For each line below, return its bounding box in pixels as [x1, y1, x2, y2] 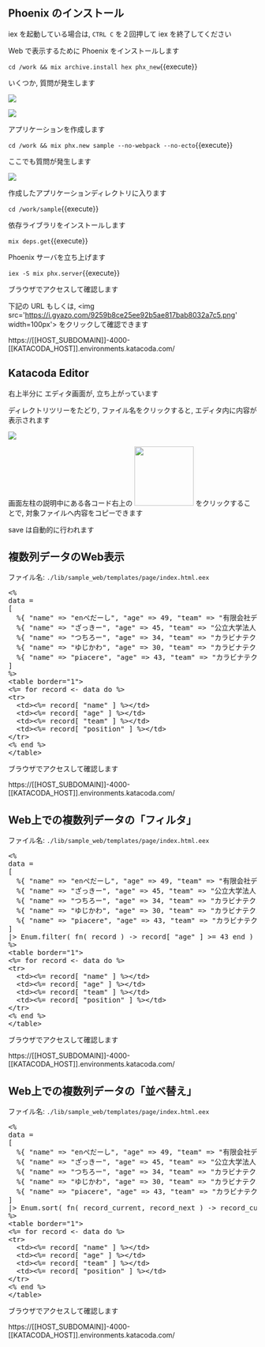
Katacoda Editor [8, 367, 89, 380]
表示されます [8, 415, 50, 424]
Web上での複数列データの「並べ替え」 [8, 1084, 197, 1097]
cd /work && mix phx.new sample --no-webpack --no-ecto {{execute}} [8, 140, 233, 149]
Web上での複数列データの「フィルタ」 [8, 813, 197, 826]
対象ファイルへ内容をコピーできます [25, 508, 144, 517]
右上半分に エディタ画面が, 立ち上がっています [8, 389, 159, 398]
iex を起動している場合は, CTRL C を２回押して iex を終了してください [8, 29, 232, 39]
